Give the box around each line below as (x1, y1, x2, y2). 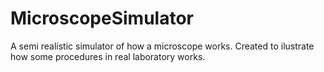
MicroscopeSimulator (10, 7, 195, 30)
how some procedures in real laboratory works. (10, 50, 206, 62)
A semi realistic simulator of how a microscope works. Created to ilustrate (10, 40, 315, 52)
